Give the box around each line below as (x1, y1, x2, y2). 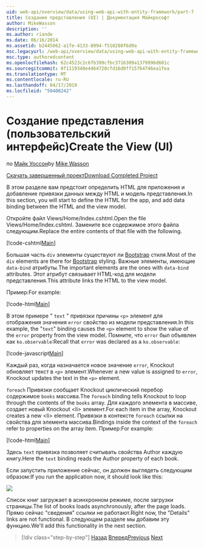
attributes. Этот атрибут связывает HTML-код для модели (6, 270, 156, 277)
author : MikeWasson (6, 20, 56, 26)
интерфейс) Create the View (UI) (6, 140, 173, 154)
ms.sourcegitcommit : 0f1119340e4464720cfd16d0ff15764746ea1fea (6, 65, 170, 72)
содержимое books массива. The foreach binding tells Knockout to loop (6, 392, 186, 399)
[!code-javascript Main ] (6, 350, 64, 357)
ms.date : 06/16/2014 (6, 37, 59, 43)
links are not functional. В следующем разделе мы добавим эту (6, 515, 170, 523)
